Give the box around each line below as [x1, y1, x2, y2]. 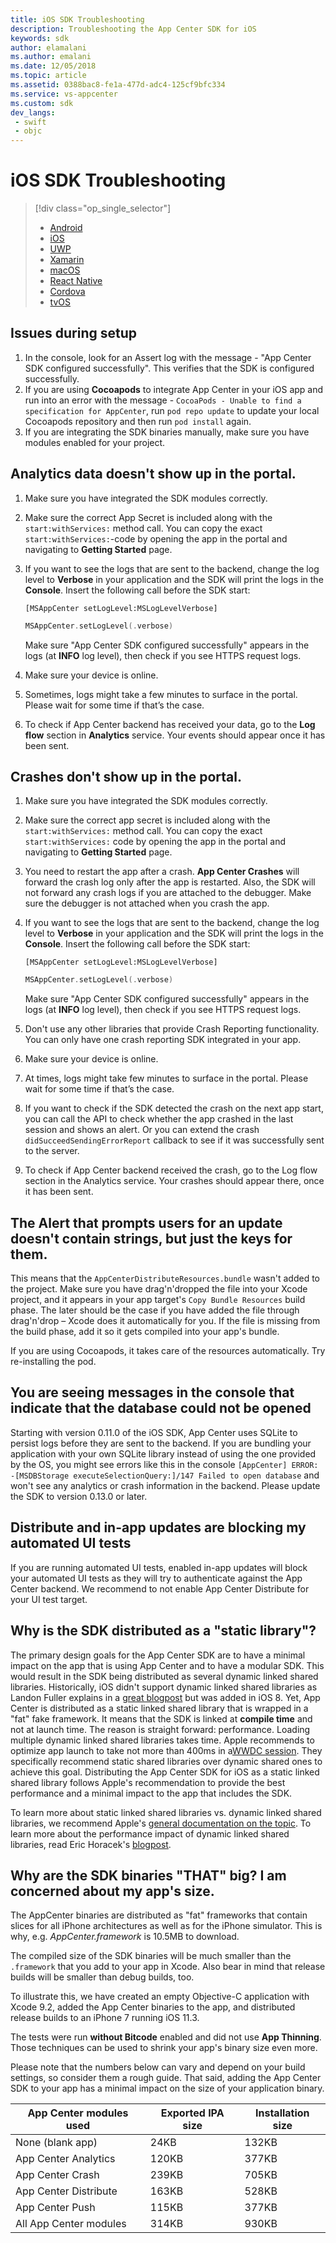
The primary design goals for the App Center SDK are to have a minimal [10, 1649, 306, 1661]
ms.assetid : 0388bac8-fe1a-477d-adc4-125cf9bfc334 [10, 80, 226, 90]
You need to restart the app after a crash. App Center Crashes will [24, 866, 300, 878]
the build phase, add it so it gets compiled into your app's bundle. [10, 1326, 280, 1338]
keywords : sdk [10, 33, 70, 43]
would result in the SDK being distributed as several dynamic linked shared [10, 1670, 319, 1682]
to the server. [24, 1145, 80, 1157]
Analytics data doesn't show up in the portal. [10, 466, 297, 483]
